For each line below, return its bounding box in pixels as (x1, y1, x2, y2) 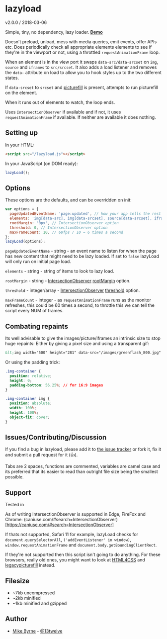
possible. (5, 474, 24, 480)
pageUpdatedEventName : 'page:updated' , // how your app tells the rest (9, 211, 162, 216)
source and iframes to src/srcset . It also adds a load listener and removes (5, 64, 157, 70)
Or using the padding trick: (5, 359, 60, 365)
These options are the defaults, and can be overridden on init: (5, 197, 132, 203)
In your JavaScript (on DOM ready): (5, 160, 78, 167)
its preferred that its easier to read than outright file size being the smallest (5, 468, 158, 475)
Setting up (5, 129, 38, 137)
